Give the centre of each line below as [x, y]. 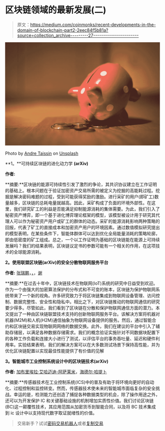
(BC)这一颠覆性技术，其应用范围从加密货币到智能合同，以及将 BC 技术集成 [81, 406]
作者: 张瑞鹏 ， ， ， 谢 [24, 273]
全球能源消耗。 [29, 252]
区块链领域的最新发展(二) [56, 10]
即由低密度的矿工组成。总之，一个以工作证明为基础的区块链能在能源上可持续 [82, 239]
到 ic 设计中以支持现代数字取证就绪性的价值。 [51, 413]
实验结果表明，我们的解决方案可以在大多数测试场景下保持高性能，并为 [89, 345]
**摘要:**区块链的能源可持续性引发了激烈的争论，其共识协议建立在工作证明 [81, 184]
